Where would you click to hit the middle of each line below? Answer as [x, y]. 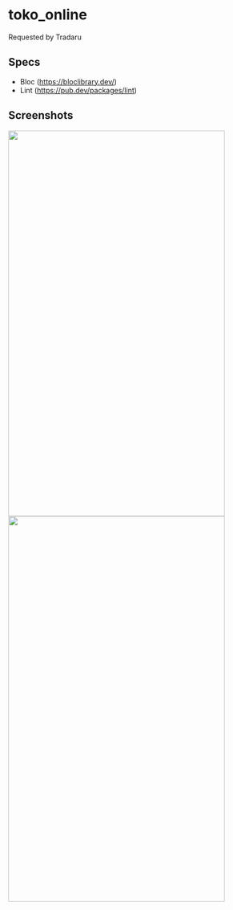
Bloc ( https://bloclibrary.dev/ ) [68, 81]
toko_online [48, 15]
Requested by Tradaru [45, 37]
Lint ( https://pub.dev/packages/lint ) [78, 90]
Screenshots [41, 115]
